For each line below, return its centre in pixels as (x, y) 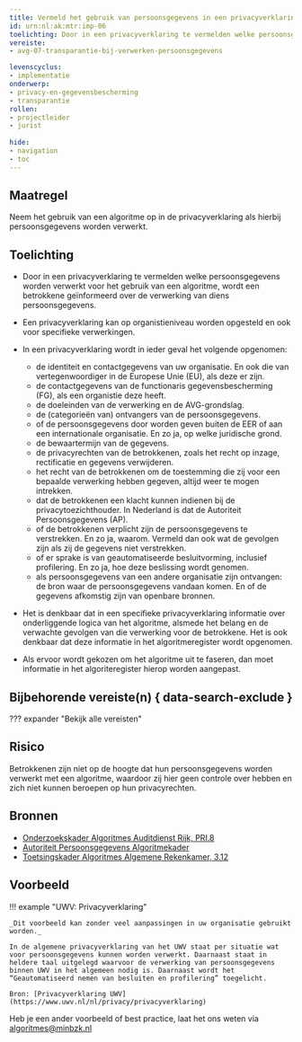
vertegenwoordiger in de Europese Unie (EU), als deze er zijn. (150, 376)
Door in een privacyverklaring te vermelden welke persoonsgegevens (151, 277)
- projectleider (40, 118)
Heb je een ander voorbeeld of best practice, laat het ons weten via (134, 1018)
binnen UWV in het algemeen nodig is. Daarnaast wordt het (122, 970)
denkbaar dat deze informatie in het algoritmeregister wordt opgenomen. (157, 642)
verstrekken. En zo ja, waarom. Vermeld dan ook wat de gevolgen (157, 539)
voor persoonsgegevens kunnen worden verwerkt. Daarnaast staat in (138, 954)
